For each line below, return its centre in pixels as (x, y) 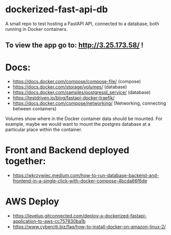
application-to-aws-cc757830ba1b (49, 221)
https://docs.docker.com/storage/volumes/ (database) (70, 87)
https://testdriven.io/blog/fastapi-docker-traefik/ (64, 98)
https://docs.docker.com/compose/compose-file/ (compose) (77, 82)
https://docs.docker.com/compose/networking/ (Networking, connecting (89, 103)
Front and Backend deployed (67, 150)
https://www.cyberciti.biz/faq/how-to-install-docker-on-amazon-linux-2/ (89, 227)
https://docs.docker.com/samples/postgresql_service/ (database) (82, 92)
